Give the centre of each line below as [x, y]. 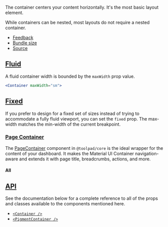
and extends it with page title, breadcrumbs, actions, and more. [85, 159]
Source [20, 48]
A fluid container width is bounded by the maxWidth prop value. [70, 76]
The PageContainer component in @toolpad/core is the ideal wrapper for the [84, 148]
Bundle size [25, 43]
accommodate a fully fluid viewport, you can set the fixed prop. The [76, 119]
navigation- [147, 153]
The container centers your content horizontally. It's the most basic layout [82, 7]
